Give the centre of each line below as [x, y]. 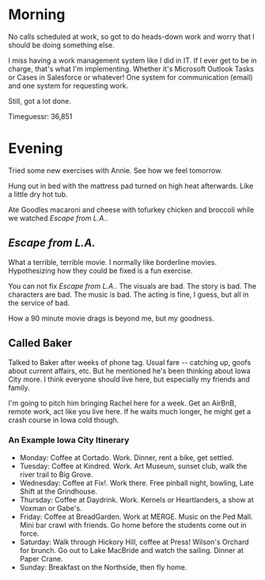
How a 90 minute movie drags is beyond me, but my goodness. [112, 318]
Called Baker [40, 343]
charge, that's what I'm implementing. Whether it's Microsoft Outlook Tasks [131, 68]
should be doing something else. [61, 44]
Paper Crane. [41, 559]
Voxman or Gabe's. [51, 508]
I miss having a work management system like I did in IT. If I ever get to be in [132, 60]
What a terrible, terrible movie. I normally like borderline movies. [113, 262]
